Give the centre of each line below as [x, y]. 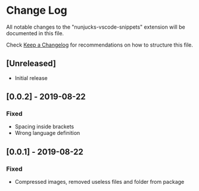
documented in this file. [35, 33]
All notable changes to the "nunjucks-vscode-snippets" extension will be [96, 27]
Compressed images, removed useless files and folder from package [99, 182]
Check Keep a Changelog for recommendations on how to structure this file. [100, 45]
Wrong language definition [47, 133]
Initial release [31, 78]
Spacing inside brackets [44, 127]
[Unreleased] [31, 64]
